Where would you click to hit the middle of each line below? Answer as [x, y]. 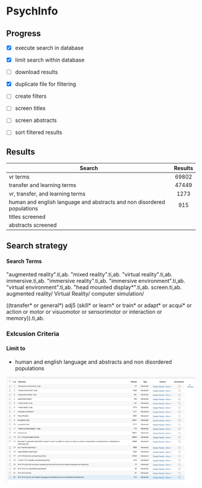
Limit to [16, 348]
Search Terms [24, 261]
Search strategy [37, 246]
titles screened [27, 217]
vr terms [19, 177]
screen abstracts [36, 120]
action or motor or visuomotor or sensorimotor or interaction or [84, 312]
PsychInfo [32, 11]
